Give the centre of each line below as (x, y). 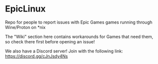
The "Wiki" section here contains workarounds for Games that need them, (79, 37)
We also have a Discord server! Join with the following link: (64, 51)
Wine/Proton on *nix (26, 27)
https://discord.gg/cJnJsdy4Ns (36, 56)
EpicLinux (26, 9)
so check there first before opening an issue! (50, 41)
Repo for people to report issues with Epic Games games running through (79, 22)
